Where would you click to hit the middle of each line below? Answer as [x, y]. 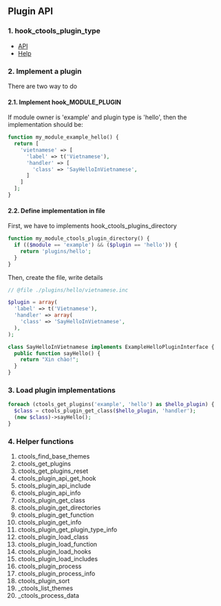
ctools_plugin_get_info [50, 523]
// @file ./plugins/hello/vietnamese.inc [68, 290]
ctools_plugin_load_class [53, 537]
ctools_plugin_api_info [49, 493]
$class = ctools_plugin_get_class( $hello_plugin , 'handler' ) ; [105, 411]
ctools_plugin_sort [44, 581]
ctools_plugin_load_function [57, 545]
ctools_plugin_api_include [54, 486]
